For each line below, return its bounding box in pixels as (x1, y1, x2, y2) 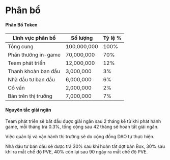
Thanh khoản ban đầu (8, 68, 60, 75)
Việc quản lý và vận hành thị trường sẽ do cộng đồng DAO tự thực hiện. (5, 133, 155, 139)
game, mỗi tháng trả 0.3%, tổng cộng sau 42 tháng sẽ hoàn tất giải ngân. (5, 123, 159, 130)
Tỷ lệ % (103, 35, 122, 42)
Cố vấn (8, 84, 25, 91)
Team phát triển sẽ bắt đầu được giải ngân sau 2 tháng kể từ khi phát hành (5, 118, 161, 124)
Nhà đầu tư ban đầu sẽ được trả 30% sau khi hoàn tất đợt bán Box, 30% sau (5, 143, 165, 149)
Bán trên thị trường (8, 92, 52, 100)
